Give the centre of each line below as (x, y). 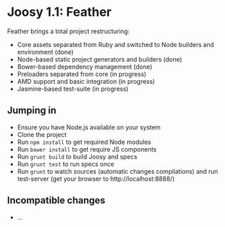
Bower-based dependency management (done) (85, 66)
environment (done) (45, 52)
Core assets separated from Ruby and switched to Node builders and (116, 44)
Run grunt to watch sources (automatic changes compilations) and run (118, 171)
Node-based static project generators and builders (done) (100, 59)
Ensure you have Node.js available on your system (89, 127)
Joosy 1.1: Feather (59, 12)
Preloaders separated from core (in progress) (82, 74)
